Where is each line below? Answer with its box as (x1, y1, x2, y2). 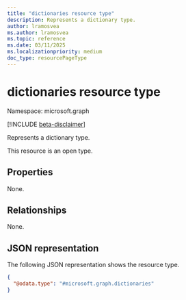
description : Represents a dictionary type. (7, 16, 136, 23)
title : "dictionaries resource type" (7, 10, 115, 17)
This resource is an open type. (7, 147, 94, 155)
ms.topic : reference (7, 36, 66, 42)
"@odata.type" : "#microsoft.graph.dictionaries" (13, 280, 155, 287)
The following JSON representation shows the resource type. (7, 261, 180, 269)
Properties (7, 166, 53, 178)
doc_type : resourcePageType (7, 55, 88, 62)
